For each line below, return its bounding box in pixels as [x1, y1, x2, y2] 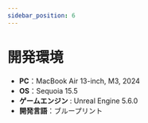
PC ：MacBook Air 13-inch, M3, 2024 [18, 76, 141, 86]
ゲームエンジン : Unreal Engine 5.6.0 [18, 96, 138, 106]
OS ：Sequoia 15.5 [18, 86, 79, 95]
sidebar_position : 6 [7, 11, 76, 20]
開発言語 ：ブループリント [18, 106, 103, 115]
